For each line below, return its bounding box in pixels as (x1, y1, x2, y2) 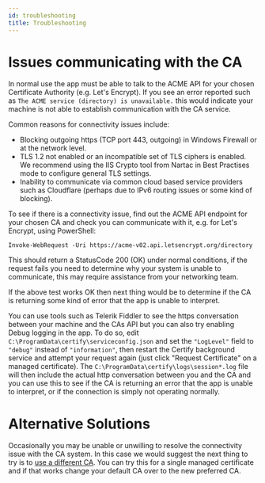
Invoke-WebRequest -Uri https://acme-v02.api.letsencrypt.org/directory (8, 241, 253, 249)
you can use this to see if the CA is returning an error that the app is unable (8, 378, 253, 388)
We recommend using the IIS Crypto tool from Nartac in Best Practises (19, 160, 250, 170)
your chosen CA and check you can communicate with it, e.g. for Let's (8, 218, 237, 227)
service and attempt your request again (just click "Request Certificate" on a (8, 353, 257, 363)
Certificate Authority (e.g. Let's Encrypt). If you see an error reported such (8, 88, 251, 97)
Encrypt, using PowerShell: (8, 226, 97, 236)
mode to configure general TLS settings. (19, 169, 152, 178)
